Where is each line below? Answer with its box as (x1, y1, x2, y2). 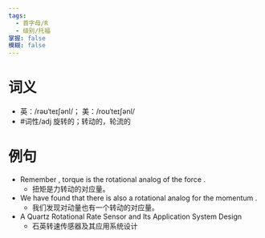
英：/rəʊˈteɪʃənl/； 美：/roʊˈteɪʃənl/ (19, 107, 135, 116)
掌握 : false (8, 34, 46, 42)
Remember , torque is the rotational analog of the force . (19, 175, 206, 184)
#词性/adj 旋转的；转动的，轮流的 (19, 117, 131, 127)
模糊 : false (8, 42, 46, 50)
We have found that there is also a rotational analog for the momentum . (19, 193, 258, 203)
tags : (8, 11, 26, 20)
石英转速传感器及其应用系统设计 (31, 221, 138, 231)
